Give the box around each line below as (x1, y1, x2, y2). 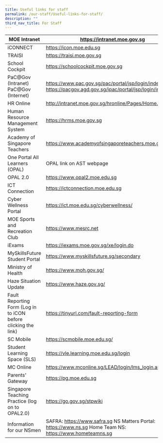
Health (7, 270, 23, 277)
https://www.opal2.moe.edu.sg (46, 174, 117, 181)
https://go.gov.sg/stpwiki (46, 398, 103, 405)
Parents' (7, 372, 27, 378)
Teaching (7, 392, 29, 398)
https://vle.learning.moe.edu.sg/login (46, 350, 130, 357)
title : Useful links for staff (5, 7, 68, 12)
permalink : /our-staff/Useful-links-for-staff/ (5, 12, 103, 16)
